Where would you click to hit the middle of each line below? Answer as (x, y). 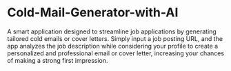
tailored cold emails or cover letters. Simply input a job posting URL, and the (115, 38)
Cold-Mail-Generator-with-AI (93, 13)
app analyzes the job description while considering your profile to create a (113, 46)
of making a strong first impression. (58, 60)
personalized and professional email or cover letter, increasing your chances (116, 53)
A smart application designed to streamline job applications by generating (112, 31)
